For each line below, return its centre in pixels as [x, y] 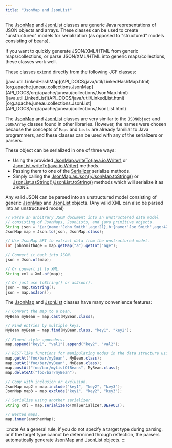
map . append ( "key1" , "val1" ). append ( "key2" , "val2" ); [63, 344]
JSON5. [21, 187]
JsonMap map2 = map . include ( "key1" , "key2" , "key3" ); [64, 387]
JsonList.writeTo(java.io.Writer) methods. [56, 165]
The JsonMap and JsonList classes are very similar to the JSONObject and [83, 119]
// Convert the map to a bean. [39, 311]
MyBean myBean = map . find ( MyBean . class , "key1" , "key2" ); [68, 330]
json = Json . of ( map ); [28, 260]
